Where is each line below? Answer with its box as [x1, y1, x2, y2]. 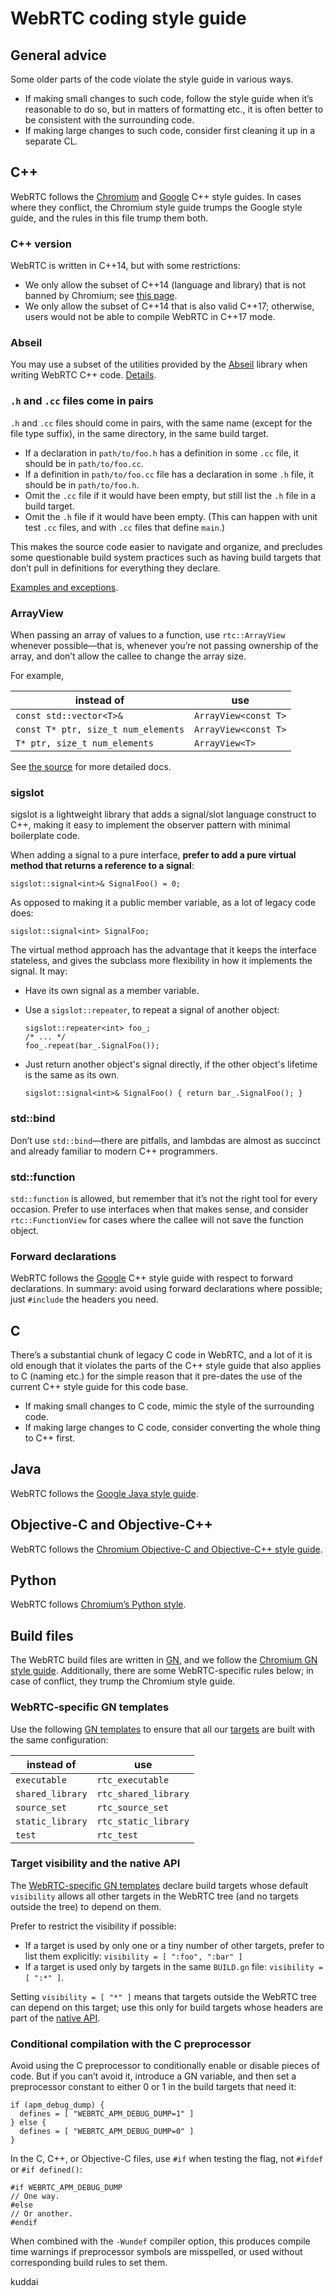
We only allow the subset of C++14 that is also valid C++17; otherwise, [24, 300, 315, 312]
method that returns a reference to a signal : [10, 860, 195, 872]
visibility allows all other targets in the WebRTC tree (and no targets [10, 1890, 299, 1902]
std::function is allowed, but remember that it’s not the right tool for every [10, 1192, 318, 1204]
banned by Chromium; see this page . [24, 290, 178, 302]
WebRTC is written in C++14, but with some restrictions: [10, 260, 241, 272]
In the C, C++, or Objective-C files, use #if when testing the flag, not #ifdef [10, 2153, 324, 2165]
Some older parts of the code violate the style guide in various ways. [10, 73, 294, 85]
